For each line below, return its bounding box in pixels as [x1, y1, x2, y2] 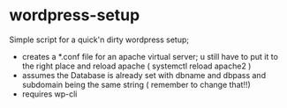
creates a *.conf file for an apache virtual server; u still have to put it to [21, 51, 278, 61]
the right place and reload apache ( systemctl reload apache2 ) [21, 61, 252, 71]
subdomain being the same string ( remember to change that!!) [21, 79, 251, 90]
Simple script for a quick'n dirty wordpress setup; [9, 34, 190, 45]
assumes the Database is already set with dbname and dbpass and [21, 69, 267, 80]
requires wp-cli [21, 89, 78, 99]
